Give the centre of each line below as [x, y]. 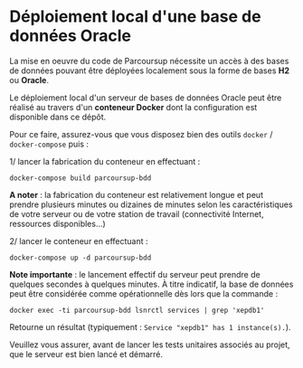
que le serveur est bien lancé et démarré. [86, 354]
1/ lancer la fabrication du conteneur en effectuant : [105, 161]
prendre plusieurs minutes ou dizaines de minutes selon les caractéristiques [151, 204]
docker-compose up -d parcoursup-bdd [80, 258]
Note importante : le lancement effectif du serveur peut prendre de [135, 274]
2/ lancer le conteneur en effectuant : [79, 241]
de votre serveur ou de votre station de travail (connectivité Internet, [137, 213]
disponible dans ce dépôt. [58, 117]
